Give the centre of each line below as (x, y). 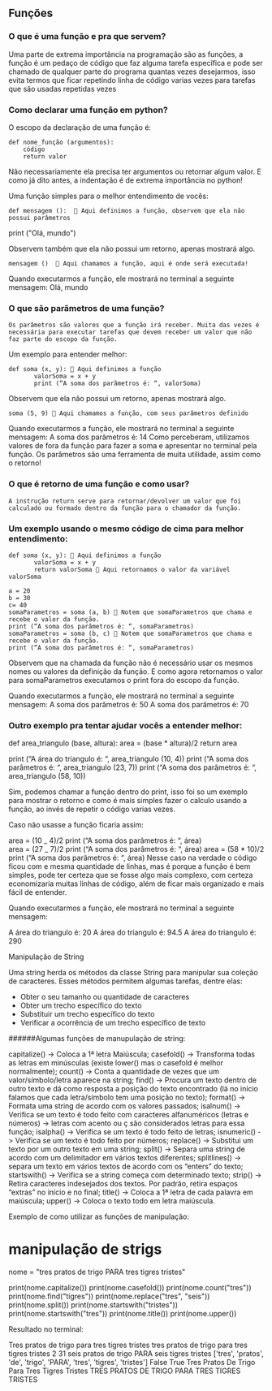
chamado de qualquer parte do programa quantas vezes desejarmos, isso (132, 71)
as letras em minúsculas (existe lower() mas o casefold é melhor (116, 1063)
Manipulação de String (46, 957)
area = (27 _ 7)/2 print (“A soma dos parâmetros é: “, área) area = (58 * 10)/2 (136, 849)
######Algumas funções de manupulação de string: (97, 1039)
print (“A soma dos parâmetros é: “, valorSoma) (117, 384)
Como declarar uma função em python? (88, 110)
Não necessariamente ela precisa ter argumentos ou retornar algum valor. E (135, 171)
